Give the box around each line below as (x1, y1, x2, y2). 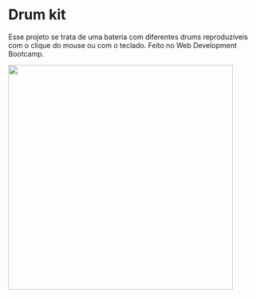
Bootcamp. (8, 49, 45, 58)
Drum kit (8, 6, 66, 24)
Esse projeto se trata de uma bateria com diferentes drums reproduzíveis (8, 32, 249, 42)
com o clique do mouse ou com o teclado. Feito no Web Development (8, 40, 238, 50)
